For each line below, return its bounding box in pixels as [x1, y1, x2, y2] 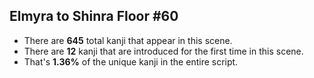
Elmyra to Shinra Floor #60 [9, 8, 179, 25]
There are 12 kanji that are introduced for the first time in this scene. [23, 45, 304, 57]
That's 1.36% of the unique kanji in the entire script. [23, 55, 239, 68]
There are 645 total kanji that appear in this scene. [23, 34, 233, 46]
